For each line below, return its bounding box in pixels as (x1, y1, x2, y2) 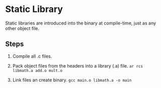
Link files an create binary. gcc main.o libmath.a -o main (12, 76, 132, 83)
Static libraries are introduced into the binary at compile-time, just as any (5, 20, 156, 26)
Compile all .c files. (12, 53, 52, 59)
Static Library (5, 3, 63, 15)
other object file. (5, 25, 39, 31)
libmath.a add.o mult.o (12, 68, 63, 73)
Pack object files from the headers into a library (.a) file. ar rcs (12, 62, 143, 68)
